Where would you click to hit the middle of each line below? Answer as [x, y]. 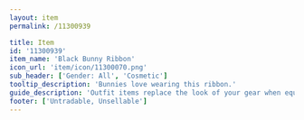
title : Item [32, 42]
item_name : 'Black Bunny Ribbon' [72, 60]
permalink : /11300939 [50, 26]
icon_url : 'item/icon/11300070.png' [78, 68]
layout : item [34, 18]
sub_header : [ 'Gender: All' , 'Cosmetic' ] [89, 76]
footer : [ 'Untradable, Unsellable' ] [78, 101]
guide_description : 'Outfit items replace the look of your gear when [145, 92]
